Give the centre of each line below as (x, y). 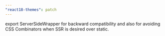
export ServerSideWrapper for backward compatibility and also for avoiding (83, 24)
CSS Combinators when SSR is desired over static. (57, 29)
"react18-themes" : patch (31, 10)
